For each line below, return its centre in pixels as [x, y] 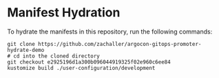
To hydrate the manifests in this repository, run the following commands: [110, 31]
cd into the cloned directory [56, 56]
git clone [21, 44]
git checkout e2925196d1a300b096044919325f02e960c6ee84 [89, 62]
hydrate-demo [26, 50]
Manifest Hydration [64, 13]
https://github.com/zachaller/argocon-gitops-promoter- [119, 44]
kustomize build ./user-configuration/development [81, 68]
